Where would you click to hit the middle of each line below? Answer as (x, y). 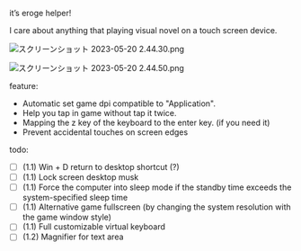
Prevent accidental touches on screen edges (105, 132)
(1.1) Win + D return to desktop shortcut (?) (101, 167)
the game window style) (67, 217)
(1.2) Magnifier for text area (73, 237)
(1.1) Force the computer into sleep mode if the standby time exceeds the (157, 187)
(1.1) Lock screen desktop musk (80, 177)
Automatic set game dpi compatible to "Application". (119, 103)
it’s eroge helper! (40, 13)
